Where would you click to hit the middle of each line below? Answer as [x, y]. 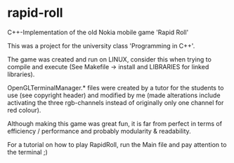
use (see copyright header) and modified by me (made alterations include [114, 95]
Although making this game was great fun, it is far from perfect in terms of [115, 123]
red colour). [24, 110]
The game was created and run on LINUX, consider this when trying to [110, 59]
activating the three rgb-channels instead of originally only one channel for [116, 102]
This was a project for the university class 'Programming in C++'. [101, 45]
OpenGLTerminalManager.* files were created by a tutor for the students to [116, 87]
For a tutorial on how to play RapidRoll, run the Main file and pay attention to [117, 144]
